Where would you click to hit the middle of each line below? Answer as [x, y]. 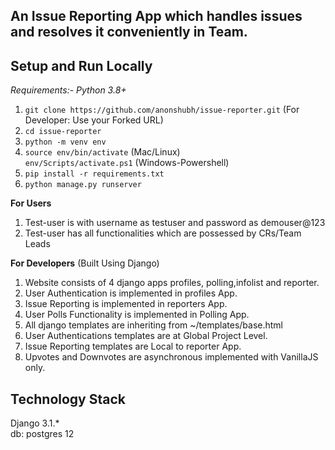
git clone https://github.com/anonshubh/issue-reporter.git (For [162, 110]
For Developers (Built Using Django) [85, 263]
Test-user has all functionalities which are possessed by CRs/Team [163, 233]
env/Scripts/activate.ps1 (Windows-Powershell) [127, 163]
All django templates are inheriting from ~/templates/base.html [154, 325]
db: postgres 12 [42, 434]
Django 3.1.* [35, 423]
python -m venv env [65, 142]
